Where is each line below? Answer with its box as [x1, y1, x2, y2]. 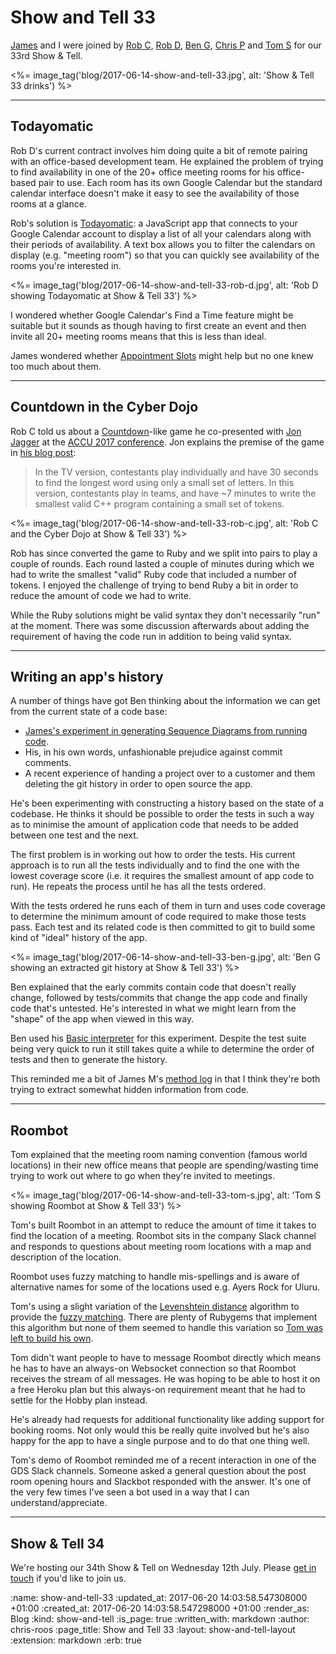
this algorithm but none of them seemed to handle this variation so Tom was [10, 1322, 324, 1334]
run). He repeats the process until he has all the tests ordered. [10, 881, 266, 893]
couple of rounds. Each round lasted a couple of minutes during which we [10, 557, 315, 570]
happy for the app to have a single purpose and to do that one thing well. [10, 1435, 310, 1447]
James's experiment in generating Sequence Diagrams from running [24, 725, 308, 737]
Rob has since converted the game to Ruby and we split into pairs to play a [10, 547, 318, 559]
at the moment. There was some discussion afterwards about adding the [10, 619, 310, 631]
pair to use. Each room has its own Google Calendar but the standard [38, 176, 323, 188]
